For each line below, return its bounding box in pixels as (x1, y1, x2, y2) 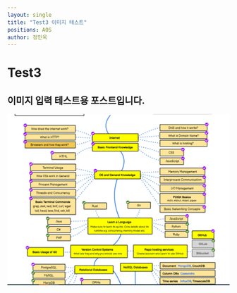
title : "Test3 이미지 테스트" (7, 18, 87, 26)
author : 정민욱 (7, 34, 48, 41)
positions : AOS (7, 26, 52, 33)
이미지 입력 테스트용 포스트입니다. (7, 94, 145, 106)
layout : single (7, 11, 52, 18)
